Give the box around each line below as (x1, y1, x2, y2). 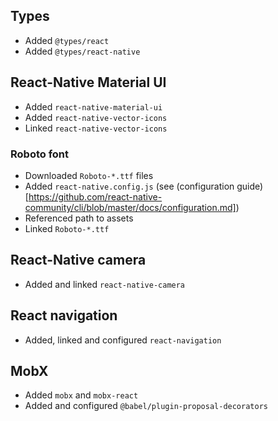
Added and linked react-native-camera (24, 278, 186, 290)
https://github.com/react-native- (28, 190, 163, 203)
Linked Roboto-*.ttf (24, 222, 110, 234)
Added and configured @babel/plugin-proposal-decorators (24, 400, 268, 412)
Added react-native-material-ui (24, 100, 163, 113)
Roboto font (10, 147, 70, 161)
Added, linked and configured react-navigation (24, 334, 222, 346)
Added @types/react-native (24, 45, 141, 57)
